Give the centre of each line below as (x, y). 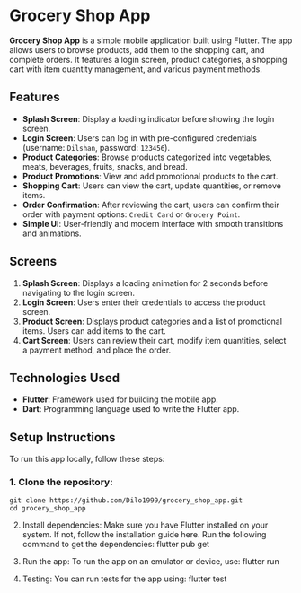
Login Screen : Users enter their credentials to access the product (144, 302)
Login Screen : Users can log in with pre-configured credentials (140, 138)
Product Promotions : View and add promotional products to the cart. (150, 176)
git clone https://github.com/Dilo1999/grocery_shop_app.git (126, 501)
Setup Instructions (62, 437)
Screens (33, 262)
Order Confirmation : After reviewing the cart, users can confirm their (151, 205)
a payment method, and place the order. (97, 350)
